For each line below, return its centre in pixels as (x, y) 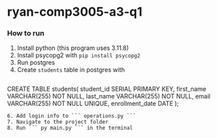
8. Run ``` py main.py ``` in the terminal (70, 128)
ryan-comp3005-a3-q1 (75, 12)
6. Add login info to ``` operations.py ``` (72, 116)
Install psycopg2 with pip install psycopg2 (78, 55)
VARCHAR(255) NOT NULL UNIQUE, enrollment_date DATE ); (93, 104)
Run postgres (36, 63)
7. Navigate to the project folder (58, 122)
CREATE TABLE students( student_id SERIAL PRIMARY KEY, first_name (107, 89)
